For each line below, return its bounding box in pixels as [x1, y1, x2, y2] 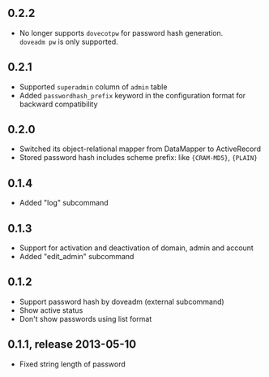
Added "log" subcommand [19, 198, 109, 208]
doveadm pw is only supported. [19, 37, 118, 46]
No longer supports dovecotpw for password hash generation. [19, 28, 224, 37]
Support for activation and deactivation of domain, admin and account [19, 243, 254, 253]
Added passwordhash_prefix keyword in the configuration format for [19, 90, 246, 100]
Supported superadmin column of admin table [19, 81, 168, 92]
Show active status [19, 305, 83, 315]
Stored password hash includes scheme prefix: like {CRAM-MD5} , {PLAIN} [19, 153, 258, 162]
